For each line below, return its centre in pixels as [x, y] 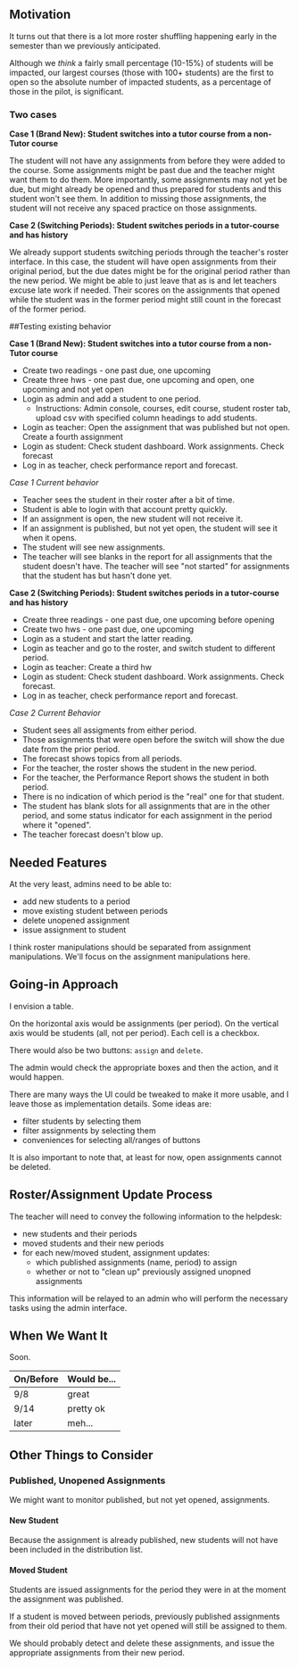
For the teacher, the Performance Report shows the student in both [145, 778]
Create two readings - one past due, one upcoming [116, 370]
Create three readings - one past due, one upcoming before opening [148, 620]
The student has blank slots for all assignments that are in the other [146, 806]
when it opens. [50, 538]
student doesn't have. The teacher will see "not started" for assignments [156, 567]
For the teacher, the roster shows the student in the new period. [139, 768]
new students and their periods [79, 1233]
